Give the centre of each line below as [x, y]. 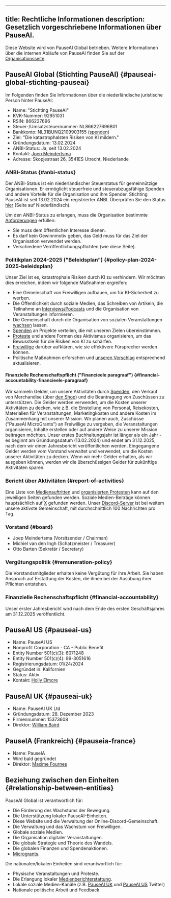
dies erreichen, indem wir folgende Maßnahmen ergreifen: [66, 283]
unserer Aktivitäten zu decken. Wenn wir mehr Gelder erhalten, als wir [79, 457]
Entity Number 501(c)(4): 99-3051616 [52, 658]
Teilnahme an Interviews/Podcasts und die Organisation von [76, 309]
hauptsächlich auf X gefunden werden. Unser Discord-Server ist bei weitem [85, 503]
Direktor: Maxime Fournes [40, 764]
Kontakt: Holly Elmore [35, 680]
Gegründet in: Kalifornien [39, 669]
